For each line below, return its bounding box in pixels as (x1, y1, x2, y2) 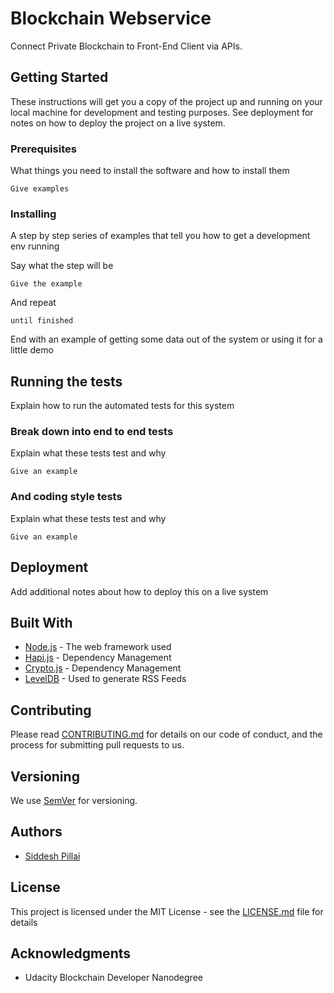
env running (10, 240, 60, 252)
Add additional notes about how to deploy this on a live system (10, 585, 269, 597)
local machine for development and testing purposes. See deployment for (10, 106, 314, 118)
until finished (10, 316, 74, 326)
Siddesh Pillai (24, 850, 81, 862)
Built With (10, 614, 73, 631)
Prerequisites (10, 142, 77, 156)
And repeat (10, 297, 57, 309)
